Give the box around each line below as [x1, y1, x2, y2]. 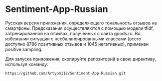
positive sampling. [5, 46, 43, 52]
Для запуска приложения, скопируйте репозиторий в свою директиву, [5, 56, 157, 62]
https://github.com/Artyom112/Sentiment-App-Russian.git [5, 71, 126, 76]
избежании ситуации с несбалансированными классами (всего [5, 36, 142, 42]
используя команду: [5, 61, 48, 67]
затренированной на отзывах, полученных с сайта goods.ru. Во [5, 30, 141, 36]
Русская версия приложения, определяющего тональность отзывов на [5, 20, 157, 26]
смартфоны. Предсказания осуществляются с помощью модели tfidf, [5, 25, 154, 31]
